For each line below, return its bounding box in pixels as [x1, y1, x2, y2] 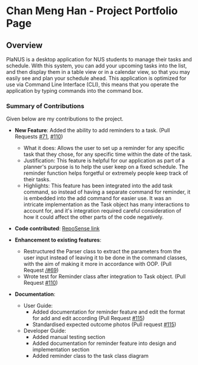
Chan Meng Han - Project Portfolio [6, 4, 178, 18]
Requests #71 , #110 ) [14, 133, 63, 140]
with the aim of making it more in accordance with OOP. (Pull [23, 260, 172, 268]
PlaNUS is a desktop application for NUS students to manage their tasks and [6, 56, 192, 63]
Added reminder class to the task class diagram [32, 353, 149, 360]
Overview [6, 40, 43, 50]
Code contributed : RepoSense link [14, 225, 100, 232]
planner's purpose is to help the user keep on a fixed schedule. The [23, 164, 189, 171]
